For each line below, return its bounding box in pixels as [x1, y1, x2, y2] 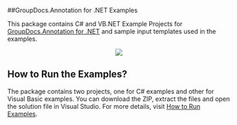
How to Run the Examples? [7, 69, 127, 81]
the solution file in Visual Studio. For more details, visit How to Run [7, 102, 201, 110]
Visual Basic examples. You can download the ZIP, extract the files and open [7, 95, 231, 103]
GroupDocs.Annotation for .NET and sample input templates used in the [7, 28, 216, 35]
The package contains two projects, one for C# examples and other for [7, 87, 214, 95]
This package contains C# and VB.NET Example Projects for [7, 20, 183, 28]
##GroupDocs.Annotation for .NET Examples [7, 6, 138, 14]
